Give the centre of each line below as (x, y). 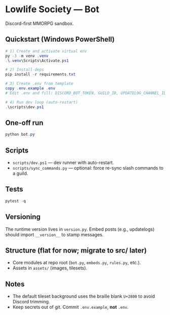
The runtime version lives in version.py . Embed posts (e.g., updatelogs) (80, 229)
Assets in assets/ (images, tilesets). (50, 268)
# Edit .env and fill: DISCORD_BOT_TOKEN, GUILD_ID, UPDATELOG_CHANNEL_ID (86, 93)
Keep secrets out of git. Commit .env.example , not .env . (71, 307)
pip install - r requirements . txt (40, 75)
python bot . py (20, 135)
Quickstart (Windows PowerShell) (60, 39)
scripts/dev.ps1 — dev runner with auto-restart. (63, 163)
